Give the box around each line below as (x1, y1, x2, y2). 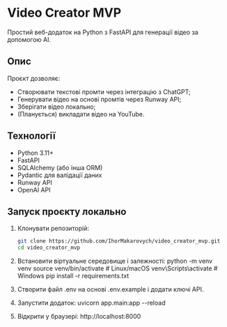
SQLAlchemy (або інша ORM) (17, 163, 103, 172)
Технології (7, 130, 56, 142)
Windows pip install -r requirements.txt (17, 272, 130, 280)
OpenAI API (17, 185, 51, 194)
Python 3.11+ (17, 149, 54, 157)
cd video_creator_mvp (17, 244, 80, 252)
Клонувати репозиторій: (17, 225, 89, 233)
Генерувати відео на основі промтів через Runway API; (17, 95, 182, 103)
